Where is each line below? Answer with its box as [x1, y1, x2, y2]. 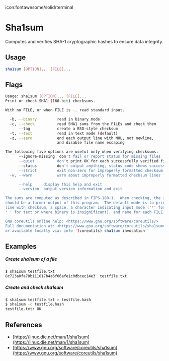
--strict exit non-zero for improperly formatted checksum [18, 168, 163, 173]
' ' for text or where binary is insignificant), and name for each [5, 209, 152, 215]
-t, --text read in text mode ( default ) [10, 131, 118, 136]
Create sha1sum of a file [5, 256, 57, 262]
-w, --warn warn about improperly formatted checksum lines [10, 172, 161, 178]
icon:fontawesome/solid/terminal [5, 5, 74, 10]
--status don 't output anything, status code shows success [18, 163, 165, 168]
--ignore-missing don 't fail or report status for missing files [18, 154, 161, 159]
